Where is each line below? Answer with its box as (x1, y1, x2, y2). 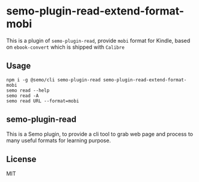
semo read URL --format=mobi (6, 98, 79, 104)
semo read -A (6, 92, 39, 99)
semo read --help (6, 87, 50, 93)
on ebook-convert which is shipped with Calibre (6, 43, 125, 51)
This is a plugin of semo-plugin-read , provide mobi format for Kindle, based (6, 37, 191, 44)
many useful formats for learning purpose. (6, 137, 111, 144)
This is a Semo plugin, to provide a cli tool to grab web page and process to (6, 130, 194, 137)
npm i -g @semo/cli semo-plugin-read (6, 77, 101, 83)
